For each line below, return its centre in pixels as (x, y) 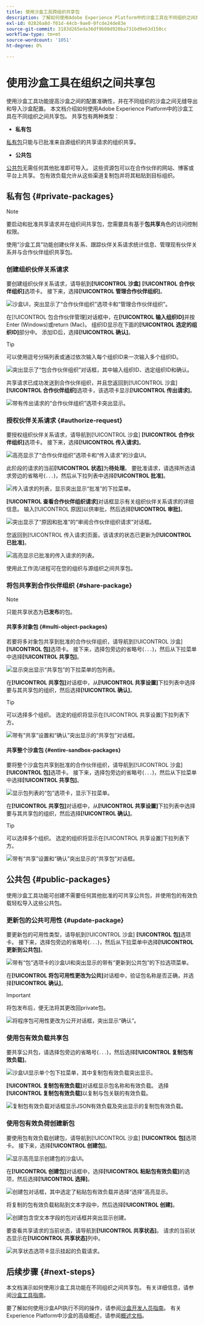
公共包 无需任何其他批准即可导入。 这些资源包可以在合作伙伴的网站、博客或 (100, 168)
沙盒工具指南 (28, 1295)
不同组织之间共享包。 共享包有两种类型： (68, 116)
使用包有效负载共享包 (37, 1038)
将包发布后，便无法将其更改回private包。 (58, 1008)
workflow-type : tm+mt (34, 35)
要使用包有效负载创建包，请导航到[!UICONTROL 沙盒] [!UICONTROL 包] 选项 (101, 1138)
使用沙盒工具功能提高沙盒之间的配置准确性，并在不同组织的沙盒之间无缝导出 (102, 101)
